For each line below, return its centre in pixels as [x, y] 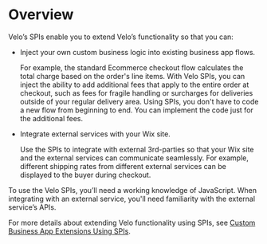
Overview [41, 15]
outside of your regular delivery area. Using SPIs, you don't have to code [139, 101]
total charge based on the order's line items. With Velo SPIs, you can [132, 76]
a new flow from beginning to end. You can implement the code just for [136, 110]
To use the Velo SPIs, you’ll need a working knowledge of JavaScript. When [133, 190]
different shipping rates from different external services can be [123, 166]
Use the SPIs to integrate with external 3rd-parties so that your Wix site [137, 149]
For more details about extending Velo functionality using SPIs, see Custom [132, 222]
